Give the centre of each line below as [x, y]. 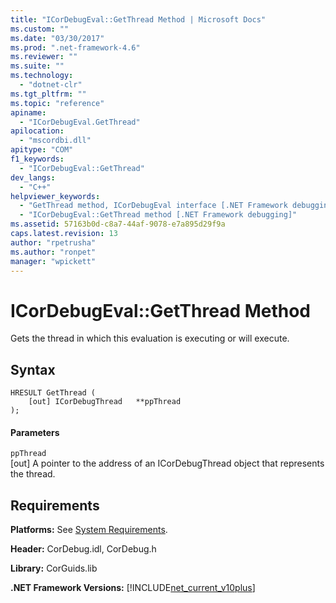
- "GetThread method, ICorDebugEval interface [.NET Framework [153, 206]
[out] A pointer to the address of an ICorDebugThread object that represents [167, 463]
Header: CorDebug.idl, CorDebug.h [83, 549]
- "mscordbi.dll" [55, 141]
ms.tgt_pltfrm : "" [48, 94]
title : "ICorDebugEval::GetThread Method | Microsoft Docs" [138, 19]
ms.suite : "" [37, 66]
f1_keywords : [37, 159]
